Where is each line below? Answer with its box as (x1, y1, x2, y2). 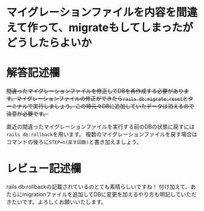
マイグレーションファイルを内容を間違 (6, 5, 198, 19)
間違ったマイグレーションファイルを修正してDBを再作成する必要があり (6, 88, 184, 95)
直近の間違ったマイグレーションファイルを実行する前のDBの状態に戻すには (6, 123, 195, 131)
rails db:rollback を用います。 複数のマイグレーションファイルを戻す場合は (6, 131, 198, 138)
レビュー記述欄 (6, 162, 82, 176)
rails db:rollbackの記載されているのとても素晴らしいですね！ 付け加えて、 (6, 183, 191, 190)
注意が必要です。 (6, 110, 49, 117)
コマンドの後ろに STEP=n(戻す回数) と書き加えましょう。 (6, 138, 142, 146)
